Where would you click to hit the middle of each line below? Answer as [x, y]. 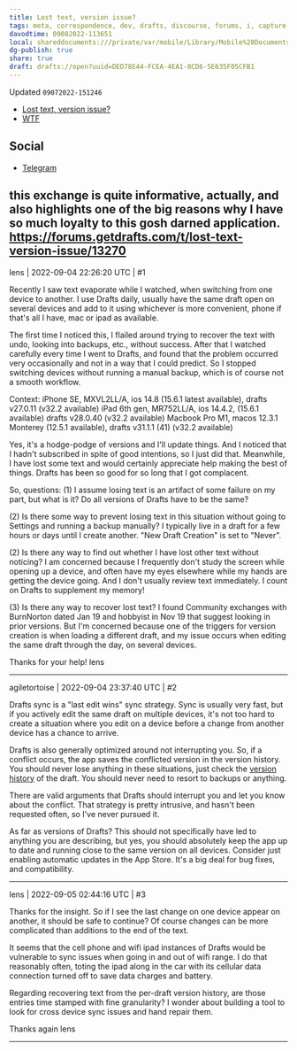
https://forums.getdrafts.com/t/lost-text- [126, 237]
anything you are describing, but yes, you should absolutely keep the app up [148, 840]
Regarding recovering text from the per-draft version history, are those [138, 993]
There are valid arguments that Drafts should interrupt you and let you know [147, 795]
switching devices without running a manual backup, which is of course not [147, 372]
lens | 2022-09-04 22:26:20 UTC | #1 [77, 272]
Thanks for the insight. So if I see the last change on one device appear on [145, 911]
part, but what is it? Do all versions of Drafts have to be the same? [129, 499]
